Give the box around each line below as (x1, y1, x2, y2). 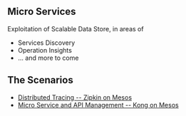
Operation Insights (17, 46, 73, 54)
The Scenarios (7, 74, 73, 86)
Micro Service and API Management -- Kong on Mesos (17, 100, 180, 109)
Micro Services (7, 6, 76, 18)
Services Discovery (17, 38, 76, 47)
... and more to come (17, 53, 79, 62)
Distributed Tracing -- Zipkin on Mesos (17, 93, 133, 102)
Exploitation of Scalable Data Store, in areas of (7, 24, 144, 33)
